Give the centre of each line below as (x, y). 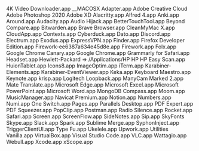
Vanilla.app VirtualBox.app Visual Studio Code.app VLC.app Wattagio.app (97, 135)
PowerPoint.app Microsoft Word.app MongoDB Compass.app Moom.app (96, 91)
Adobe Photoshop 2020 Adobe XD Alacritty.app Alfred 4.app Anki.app (93, 15)
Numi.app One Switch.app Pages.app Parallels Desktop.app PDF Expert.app (100, 104)
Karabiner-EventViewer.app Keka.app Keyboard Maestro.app (116, 72)
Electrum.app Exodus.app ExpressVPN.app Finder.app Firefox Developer (96, 40)
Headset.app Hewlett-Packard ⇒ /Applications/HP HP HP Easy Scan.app (96, 59)
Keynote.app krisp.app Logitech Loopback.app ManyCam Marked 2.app (95, 78)
